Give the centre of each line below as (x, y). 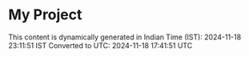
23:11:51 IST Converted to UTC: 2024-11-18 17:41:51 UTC (100, 45)
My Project (45, 15)
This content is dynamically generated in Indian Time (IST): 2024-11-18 (125, 37)
